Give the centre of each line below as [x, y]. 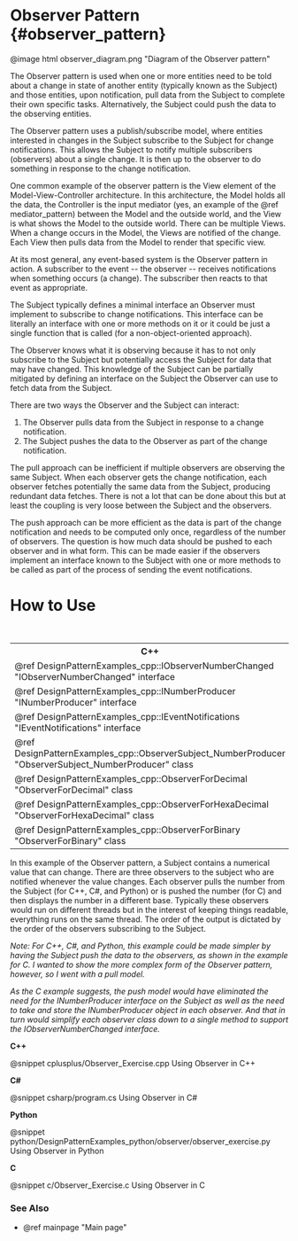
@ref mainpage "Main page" [75, 1228]
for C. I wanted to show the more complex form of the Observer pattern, [141, 964]
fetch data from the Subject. [61, 387]
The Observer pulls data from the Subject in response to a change [143, 422]
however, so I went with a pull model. [77, 974]
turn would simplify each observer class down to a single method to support [149, 1019]
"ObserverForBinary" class [70, 840]
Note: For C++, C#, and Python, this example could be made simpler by [141, 946]
